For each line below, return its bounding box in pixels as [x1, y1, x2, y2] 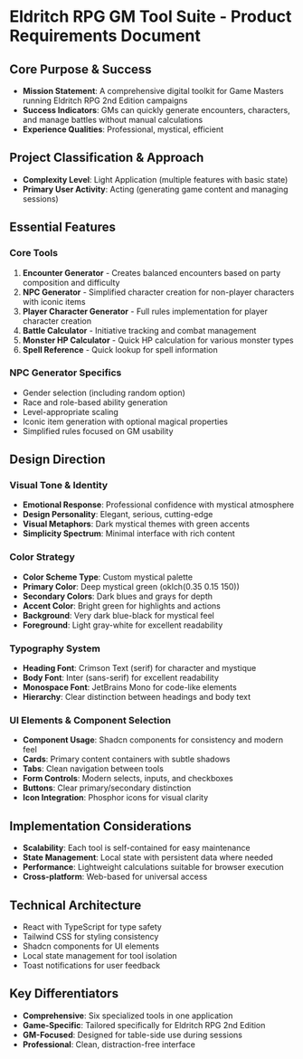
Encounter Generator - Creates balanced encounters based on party [22, 267, 281, 278]
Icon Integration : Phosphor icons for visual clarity [22, 792, 209, 803]
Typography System [9, 642, 101, 655]
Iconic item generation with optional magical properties [22, 416, 229, 427]
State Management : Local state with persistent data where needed [22, 852, 274, 863]
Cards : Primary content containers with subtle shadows [22, 753, 231, 765]
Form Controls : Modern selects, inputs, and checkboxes [22, 773, 233, 784]
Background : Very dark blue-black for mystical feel [22, 610, 214, 620]
